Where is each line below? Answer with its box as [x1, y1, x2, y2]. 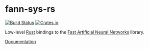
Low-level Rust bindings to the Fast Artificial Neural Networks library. [5, 29, 145, 35]
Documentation [5, 38, 36, 45]
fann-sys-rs [5, 3, 55, 15]
